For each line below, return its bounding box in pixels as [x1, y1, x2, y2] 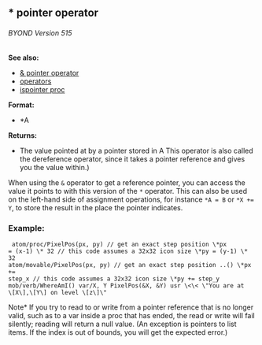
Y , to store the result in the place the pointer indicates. [8, 202, 183, 212]
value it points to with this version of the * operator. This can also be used [8, 186, 248, 195]
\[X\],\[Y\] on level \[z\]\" [8, 288, 108, 296]
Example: [8, 222, 45, 233]
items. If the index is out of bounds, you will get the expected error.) [8, 327, 228, 337]
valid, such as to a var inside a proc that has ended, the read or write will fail [8, 310, 256, 320]
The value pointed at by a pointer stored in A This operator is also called [19, 146, 253, 155]
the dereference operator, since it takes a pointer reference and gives [19, 154, 245, 164]
